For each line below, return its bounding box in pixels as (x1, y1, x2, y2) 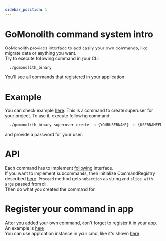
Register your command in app (5, 203, 134, 215)
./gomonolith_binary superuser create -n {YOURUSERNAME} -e (9, 122, 136, 128)
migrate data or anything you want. (5, 50, 77, 56)
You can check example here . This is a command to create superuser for (5, 107, 153, 114)
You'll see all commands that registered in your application (5, 74, 124, 80)
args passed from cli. (5, 181, 48, 187)
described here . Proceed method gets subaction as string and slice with (5, 176, 153, 182)
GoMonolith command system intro (5, 28, 153, 40)
